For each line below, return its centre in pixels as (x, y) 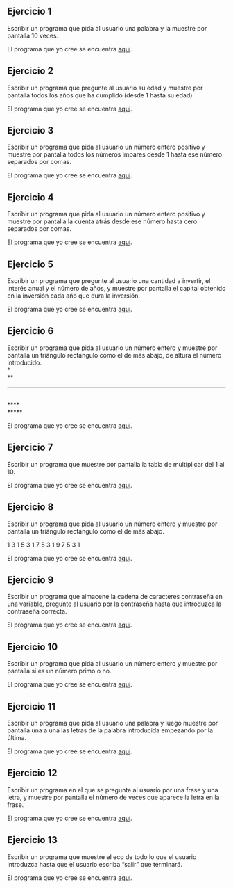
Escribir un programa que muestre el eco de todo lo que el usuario (102, 857)
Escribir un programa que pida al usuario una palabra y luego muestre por (113, 723)
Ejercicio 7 (30, 448)
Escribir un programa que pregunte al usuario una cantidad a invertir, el (109, 281)
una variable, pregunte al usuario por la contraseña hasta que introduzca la (114, 604)
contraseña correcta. (37, 611)
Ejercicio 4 (31, 197)
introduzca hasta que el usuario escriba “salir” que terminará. (95, 864)
